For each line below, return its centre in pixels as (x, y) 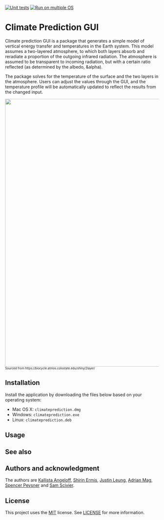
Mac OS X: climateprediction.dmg (46, 409)
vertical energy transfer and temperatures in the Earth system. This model (79, 46)
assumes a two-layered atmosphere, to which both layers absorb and (75, 51)
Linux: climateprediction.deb (42, 420)
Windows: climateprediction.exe (46, 414)
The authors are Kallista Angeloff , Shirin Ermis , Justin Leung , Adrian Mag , (79, 480)
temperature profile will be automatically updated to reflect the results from (81, 87)
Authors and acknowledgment (52, 468)
